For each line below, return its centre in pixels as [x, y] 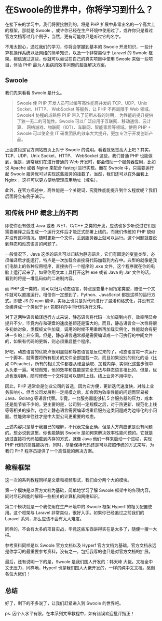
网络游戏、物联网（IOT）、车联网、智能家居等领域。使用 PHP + [88, 127]
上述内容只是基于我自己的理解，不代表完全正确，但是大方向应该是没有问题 [79, 426]
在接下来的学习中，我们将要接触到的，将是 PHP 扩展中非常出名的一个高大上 [80, 24]
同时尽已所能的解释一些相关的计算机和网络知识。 [54, 497]
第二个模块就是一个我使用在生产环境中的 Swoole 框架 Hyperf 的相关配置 [77, 507]
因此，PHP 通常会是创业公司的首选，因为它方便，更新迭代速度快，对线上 [78, 386]
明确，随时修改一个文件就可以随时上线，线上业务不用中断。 [77, 375]
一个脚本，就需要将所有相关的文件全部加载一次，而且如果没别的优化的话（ [79, 357]
